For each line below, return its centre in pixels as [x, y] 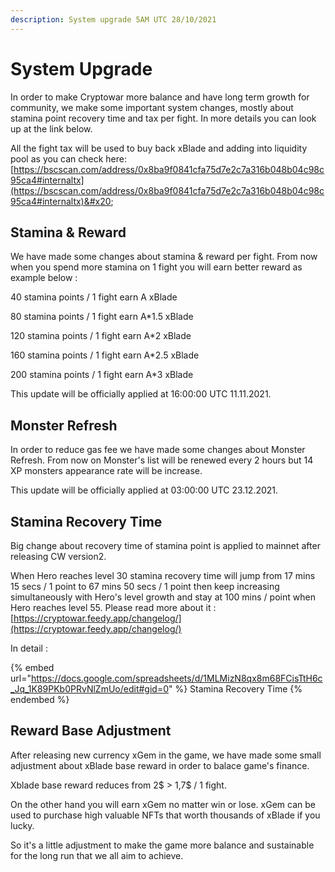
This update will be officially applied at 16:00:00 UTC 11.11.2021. [141, 394]
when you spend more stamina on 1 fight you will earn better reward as [156, 267]
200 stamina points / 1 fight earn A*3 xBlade [102, 375]
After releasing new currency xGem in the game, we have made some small [166, 755]
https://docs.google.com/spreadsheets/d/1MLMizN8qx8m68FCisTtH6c [176, 678]
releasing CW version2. [58, 556]
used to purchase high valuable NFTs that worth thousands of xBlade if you [165, 815]
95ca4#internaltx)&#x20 [61, 201]
